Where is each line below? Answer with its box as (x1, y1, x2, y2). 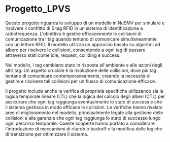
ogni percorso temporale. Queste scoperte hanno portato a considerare (5, 120, 155, 126)
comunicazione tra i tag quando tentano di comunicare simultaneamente (5, 36, 157, 42)
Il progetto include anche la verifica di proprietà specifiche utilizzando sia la (5, 88, 163, 94)
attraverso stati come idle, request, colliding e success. (5, 52, 121, 58)
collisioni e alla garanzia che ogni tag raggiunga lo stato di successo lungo (5, 115, 161, 121)
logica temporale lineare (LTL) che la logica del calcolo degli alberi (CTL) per (5, 93, 165, 99)
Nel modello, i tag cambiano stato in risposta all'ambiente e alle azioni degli (5, 62, 162, 68)
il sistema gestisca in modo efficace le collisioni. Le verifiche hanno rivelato (5, 104, 163, 110)
